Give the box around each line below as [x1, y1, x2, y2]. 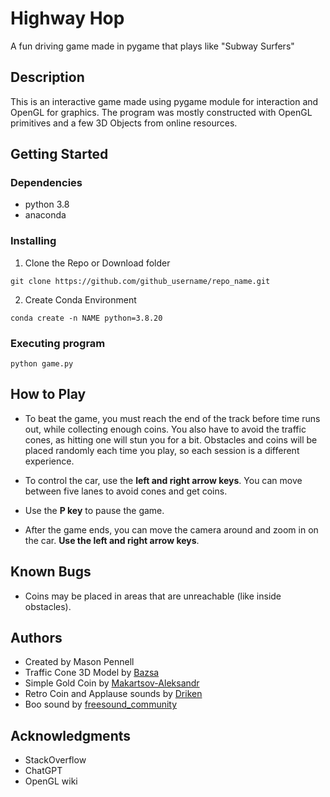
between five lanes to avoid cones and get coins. [24, 485, 228, 497]
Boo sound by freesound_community [24, 698, 178, 711]
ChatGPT [24, 765, 63, 777]
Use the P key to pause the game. [24, 504, 165, 516]
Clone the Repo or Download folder [24, 257, 171, 269]
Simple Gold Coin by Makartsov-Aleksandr [24, 677, 200, 689]
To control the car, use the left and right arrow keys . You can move [24, 474, 303, 486]
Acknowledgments [10, 727, 132, 744]
